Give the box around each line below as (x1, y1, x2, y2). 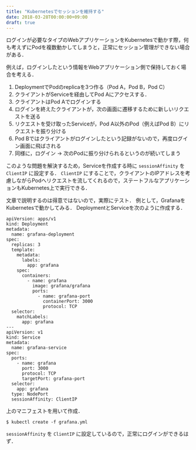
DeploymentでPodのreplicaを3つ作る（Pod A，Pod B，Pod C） (14, 84, 168, 91)
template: (11, 247, 35, 253)
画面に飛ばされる (19, 143, 62, 150)
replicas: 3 (11, 242, 41, 248)
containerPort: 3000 (43, 299, 93, 305)
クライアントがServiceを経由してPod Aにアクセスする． (14, 91, 150, 98)
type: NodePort (11, 391, 49, 398)
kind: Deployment (6, 221, 49, 227)
